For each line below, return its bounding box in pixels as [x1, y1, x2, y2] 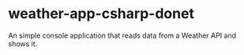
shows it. [8, 38, 38, 48]
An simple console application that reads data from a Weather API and [8, 31, 237, 40]
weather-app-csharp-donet [8, 5, 195, 23]
